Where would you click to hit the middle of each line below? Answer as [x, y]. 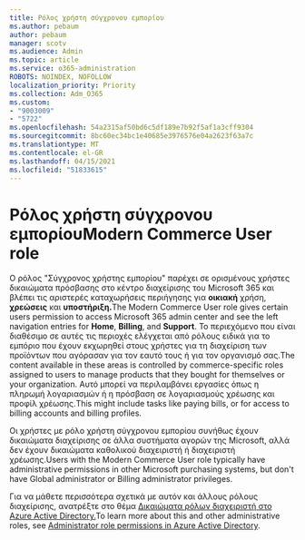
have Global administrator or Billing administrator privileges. [121, 479]
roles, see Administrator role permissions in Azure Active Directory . [135, 525]
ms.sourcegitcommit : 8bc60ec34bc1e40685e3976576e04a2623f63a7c [132, 136]
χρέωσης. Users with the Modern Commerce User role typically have [138, 460]
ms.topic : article [44, 60]
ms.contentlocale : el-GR [56, 152]
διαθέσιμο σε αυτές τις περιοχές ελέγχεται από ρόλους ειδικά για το [140, 336]
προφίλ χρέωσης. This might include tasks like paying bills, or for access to [150, 404]
